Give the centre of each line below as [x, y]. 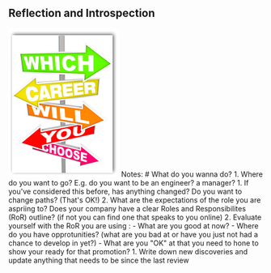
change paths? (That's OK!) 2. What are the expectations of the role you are [135, 200]
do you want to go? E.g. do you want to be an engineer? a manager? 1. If [129, 182]
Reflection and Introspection [82, 13]
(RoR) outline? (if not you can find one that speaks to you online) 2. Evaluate [135, 217]
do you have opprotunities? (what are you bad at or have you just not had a [133, 234]
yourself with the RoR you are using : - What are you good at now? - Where [133, 225]
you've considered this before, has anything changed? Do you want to [125, 191]
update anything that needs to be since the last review [99, 260]
